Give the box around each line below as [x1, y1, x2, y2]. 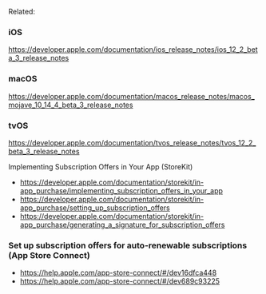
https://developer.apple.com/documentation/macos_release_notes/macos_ [8, 91, 256, 101]
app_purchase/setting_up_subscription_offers [19, 203, 170, 213]
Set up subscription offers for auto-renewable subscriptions [8, 240, 248, 251]
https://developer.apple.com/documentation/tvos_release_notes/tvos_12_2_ [8, 137, 256, 147]
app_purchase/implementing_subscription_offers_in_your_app [19, 185, 224, 195]
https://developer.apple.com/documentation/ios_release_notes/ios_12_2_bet [8, 45, 258, 54]
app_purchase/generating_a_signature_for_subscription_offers [19, 220, 225, 229]
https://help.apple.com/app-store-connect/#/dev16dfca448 [19, 268, 217, 278]
